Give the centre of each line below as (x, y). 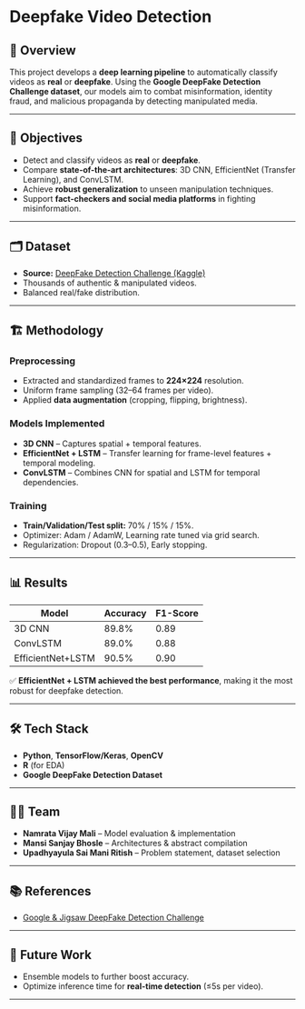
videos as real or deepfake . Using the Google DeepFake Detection (135, 82)
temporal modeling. (59, 463)
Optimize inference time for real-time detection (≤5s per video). (143, 986)
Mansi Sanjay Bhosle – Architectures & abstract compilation (135, 844)
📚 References (50, 891)
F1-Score (177, 613)
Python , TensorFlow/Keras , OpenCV (93, 755)
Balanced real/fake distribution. (81, 292)
